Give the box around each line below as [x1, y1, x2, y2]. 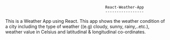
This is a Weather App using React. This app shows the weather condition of [5, 18, 165, 24]
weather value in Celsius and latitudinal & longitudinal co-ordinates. [5, 29, 146, 35]
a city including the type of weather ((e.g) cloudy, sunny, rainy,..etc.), [5, 23, 150, 29]
